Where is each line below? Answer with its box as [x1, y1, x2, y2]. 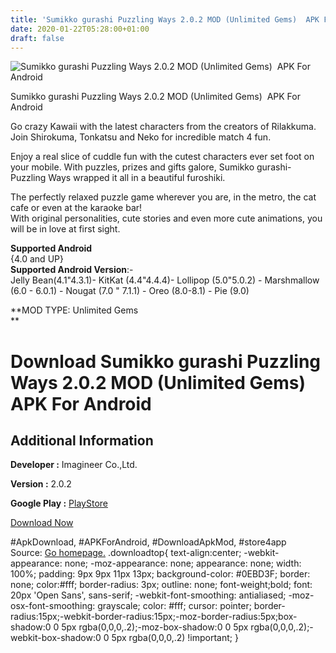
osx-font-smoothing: [10, 600, 96, 612]
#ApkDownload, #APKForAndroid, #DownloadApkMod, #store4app [10, 536, 287, 548]
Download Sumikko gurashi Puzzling [10, 350, 322, 373]
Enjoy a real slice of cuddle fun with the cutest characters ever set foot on [10, 151, 315, 163]
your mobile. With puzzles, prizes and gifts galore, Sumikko [10, 161, 255, 173]
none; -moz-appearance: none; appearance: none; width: [64, 557, 302, 570]
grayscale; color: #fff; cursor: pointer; [97, 600, 252, 612]
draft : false [10, 33, 65, 43]
